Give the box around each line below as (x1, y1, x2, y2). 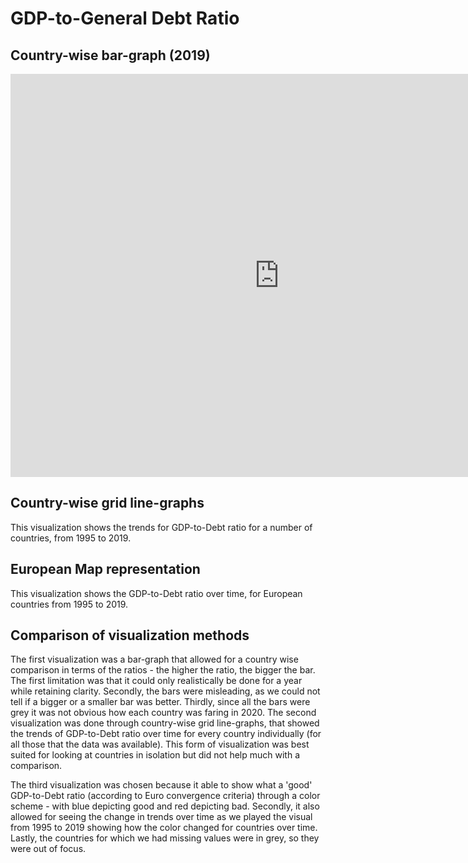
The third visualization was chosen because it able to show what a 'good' (10, 779, 313, 791)
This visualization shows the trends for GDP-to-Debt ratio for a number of (10, 521, 313, 533)
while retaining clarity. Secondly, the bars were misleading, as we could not (10, 685, 321, 697)
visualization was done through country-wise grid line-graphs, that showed (10, 717, 320, 729)
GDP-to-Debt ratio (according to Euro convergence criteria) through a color (10, 790, 321, 802)
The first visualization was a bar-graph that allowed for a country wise (10, 653, 299, 666)
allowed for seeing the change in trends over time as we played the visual (10, 811, 313, 823)
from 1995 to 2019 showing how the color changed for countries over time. (10, 822, 318, 834)
